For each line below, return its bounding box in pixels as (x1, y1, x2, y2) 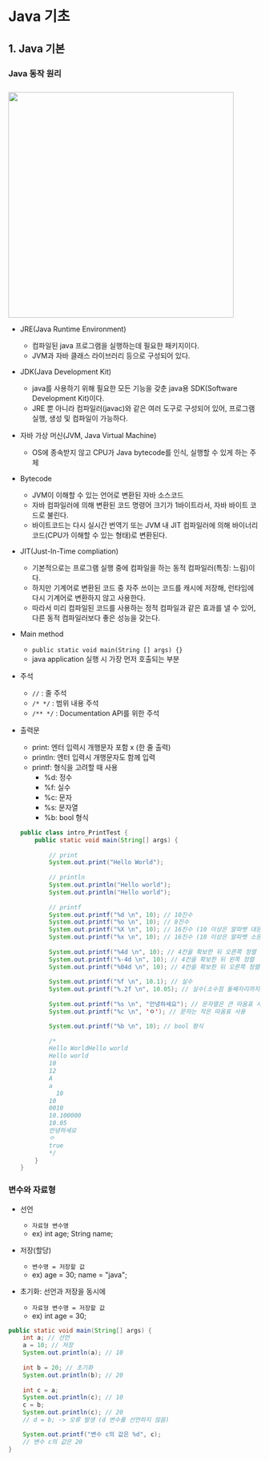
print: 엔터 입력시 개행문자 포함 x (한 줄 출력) (31, 742, 171, 752)
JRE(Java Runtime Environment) (19, 324, 126, 334)
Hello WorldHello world (49, 1045, 128, 1053)
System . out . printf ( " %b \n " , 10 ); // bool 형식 (49, 1022, 204, 1030)
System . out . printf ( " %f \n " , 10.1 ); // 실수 (49, 978, 193, 986)
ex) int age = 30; (31, 1311, 86, 1321)
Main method (19, 629, 64, 639)
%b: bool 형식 (43, 812, 90, 822)
